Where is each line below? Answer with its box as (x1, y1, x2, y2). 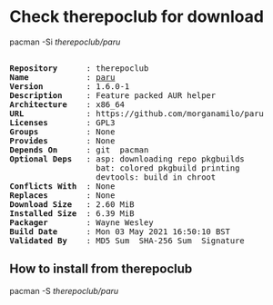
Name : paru (9, 72, 116, 83)
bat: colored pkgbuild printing (95, 162, 240, 173)
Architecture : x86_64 (9, 99, 126, 110)
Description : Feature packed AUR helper (9, 90, 217, 101)
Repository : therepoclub (9, 63, 149, 74)
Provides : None (9, 135, 116, 146)
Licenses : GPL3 (9, 117, 116, 128)
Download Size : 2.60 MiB (9, 199, 135, 210)
